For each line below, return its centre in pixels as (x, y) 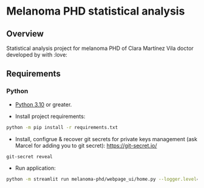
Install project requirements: (50, 116)
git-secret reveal (29, 156)
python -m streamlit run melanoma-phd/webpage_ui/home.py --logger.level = (103, 179)
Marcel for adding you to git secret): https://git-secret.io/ (86, 145)
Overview (25, 34)
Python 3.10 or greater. (43, 104)
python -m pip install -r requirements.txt (62, 127)
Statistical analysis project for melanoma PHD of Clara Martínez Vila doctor (100, 48)
